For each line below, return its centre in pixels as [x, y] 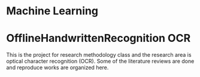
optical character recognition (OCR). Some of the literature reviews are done [100, 61]
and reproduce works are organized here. [57, 67]
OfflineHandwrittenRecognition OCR [99, 38]
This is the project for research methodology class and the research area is [99, 55]
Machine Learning [52, 11]
